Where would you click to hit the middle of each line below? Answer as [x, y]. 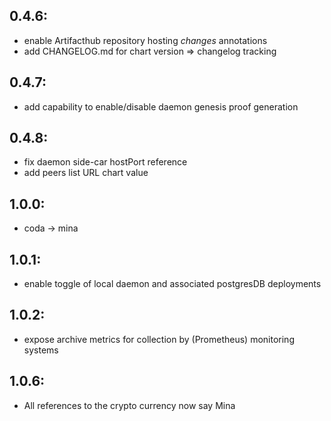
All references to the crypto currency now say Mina [129, 405]
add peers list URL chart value [86, 173]
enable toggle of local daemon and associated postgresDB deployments [172, 284]
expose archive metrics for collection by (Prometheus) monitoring [159, 339]
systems [41, 350]
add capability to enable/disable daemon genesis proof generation [161, 106]
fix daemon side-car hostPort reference [105, 162]
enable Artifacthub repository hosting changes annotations [145, 40]
